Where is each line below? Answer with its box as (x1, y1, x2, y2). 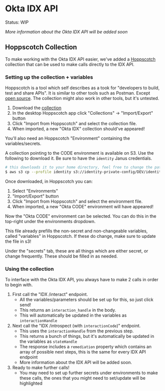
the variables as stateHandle (19, 338, 78, 345)
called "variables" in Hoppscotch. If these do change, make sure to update (5, 233, 156, 239)
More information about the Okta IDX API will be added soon (5, 29, 128, 34)
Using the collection (5, 265, 54, 272)
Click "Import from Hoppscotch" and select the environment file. (12, 198, 143, 204)
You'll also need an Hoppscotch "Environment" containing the (5, 135, 130, 141)
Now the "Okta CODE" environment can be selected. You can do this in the (5, 213, 157, 219)
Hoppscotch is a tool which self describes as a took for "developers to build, (5, 85, 160, 91)
